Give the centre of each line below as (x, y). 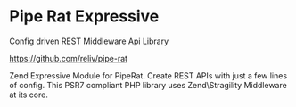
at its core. (29, 95)
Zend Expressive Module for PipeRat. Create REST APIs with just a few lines (148, 75)
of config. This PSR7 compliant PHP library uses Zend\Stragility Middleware (148, 85)
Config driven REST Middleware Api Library (89, 41)
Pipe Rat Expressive (84, 16)
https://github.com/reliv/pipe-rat (68, 58)
